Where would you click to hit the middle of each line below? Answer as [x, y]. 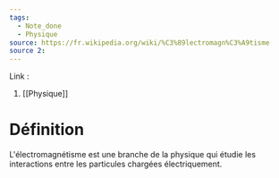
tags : [19, 17]
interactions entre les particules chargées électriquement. [116, 164]
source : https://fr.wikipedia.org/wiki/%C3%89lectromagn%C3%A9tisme [139, 42]
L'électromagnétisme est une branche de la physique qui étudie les [133, 155]
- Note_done [40, 26]
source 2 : [28, 51]
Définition [47, 130]
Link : [19, 76]
